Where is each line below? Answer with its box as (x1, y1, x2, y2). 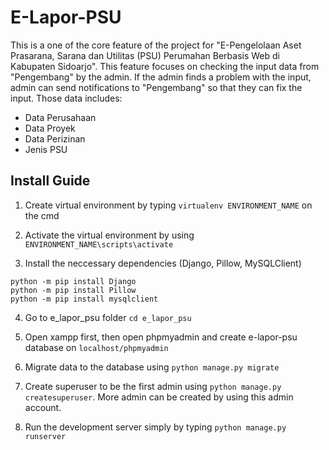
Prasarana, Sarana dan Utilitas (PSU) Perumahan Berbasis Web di (10, 49, 281, 61)
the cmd (24, 209, 60, 221)
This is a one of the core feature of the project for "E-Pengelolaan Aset (10, 39, 302, 51)
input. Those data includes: (10, 92, 123, 104)
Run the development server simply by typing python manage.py (24, 421, 287, 433)
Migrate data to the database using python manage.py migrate (24, 361, 280, 373)
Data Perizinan (24, 132, 86, 145)
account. (24, 401, 62, 413)
